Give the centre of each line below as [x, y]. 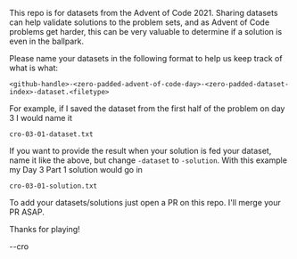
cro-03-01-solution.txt [54, 186]
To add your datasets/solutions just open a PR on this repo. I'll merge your [145, 202]
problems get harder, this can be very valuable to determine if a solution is [146, 32]
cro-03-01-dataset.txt [51, 134]
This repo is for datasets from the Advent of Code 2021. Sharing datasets [144, 13]
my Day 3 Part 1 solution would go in [76, 170]
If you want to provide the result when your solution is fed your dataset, [140, 151]
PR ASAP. [27, 212]
